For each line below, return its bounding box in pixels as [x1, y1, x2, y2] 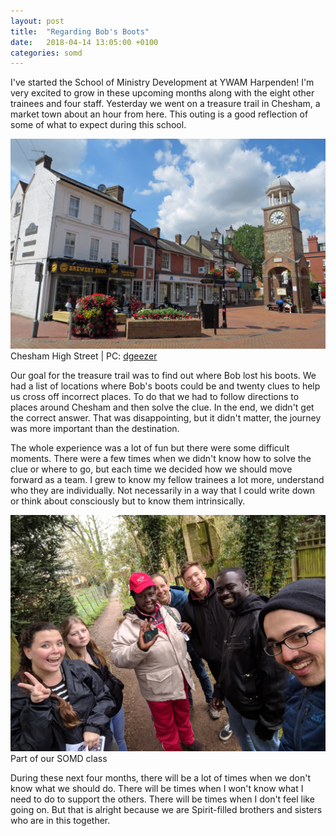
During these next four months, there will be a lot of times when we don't [10, 771, 311, 784]
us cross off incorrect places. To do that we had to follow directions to [10, 390, 300, 402]
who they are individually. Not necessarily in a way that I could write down [10, 484, 316, 496]
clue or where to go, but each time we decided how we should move [10, 463, 293, 475]
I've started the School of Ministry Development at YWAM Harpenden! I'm [10, 76, 315, 89]
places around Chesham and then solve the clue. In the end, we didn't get [10, 401, 315, 413]
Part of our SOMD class [10, 752, 108, 764]
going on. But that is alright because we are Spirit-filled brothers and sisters [10, 803, 323, 815]
